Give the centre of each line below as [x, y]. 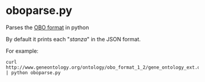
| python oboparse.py [33, 73]
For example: [22, 51]
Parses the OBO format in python [47, 27]
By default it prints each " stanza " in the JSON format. [73, 39]
